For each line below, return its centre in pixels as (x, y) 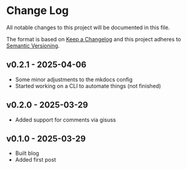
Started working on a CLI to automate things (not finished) (88, 86)
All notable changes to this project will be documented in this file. (88, 27)
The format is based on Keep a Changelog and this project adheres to (94, 39)
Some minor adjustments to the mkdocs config (74, 79)
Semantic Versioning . (33, 46)
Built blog (27, 153)
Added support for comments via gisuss (65, 120)
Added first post (35, 160)
